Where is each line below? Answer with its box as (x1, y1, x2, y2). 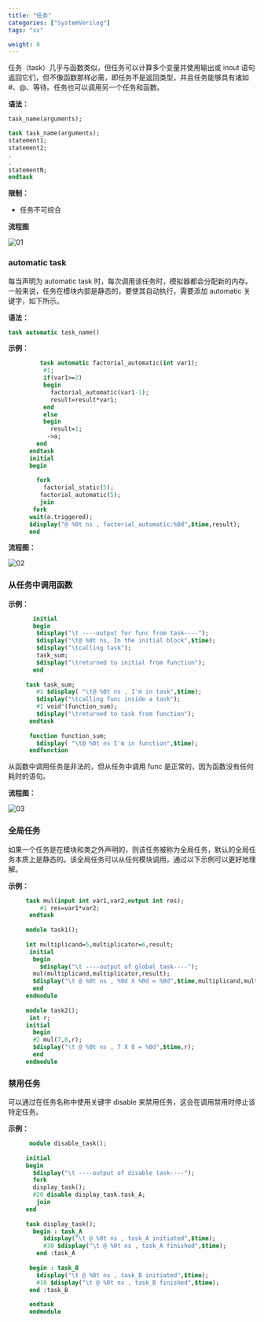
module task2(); (25, 1006, 79, 1014)
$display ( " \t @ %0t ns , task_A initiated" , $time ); (42, 1235, 216, 1242)
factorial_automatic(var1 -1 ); (49, 388, 149, 396)
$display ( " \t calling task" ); (36, 644, 132, 652)
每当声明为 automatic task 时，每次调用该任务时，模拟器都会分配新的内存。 (8, 276, 253, 286)
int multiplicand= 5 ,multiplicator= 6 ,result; (25, 940, 174, 949)
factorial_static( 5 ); (42, 483, 114, 492)
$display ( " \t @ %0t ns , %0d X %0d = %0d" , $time (32, 977, 195, 985)
